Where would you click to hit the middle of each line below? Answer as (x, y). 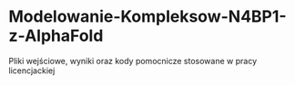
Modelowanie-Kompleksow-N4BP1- (148, 17)
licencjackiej (32, 71)
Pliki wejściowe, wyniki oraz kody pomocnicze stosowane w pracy (132, 61)
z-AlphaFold (56, 36)
